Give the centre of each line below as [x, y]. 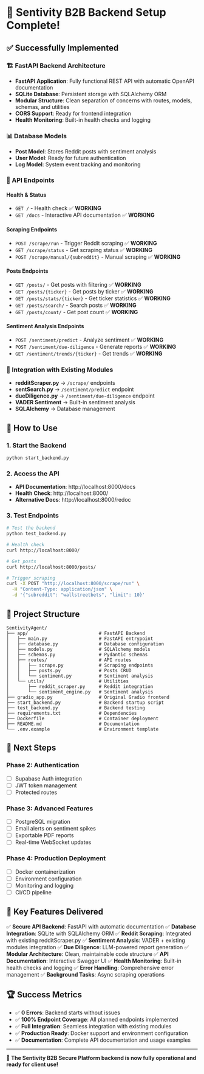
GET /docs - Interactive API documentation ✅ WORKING [85, 215]
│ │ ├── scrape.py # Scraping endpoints [80, 665]
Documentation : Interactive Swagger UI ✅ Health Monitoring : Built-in [94, 961]
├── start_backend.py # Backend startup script [85, 703]
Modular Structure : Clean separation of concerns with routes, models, [104, 100]
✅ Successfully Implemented [63, 48]
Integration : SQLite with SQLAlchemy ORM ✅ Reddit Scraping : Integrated [99, 933]
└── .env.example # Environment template [83, 729]
